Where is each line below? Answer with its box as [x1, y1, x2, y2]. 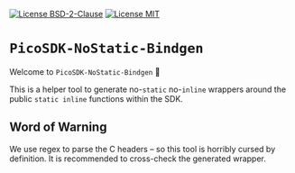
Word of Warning [9, 120, 107, 135]
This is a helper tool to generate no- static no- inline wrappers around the [9, 84, 287, 95]
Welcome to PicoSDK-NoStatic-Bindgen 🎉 [9, 66, 161, 77]
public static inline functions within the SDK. [9, 93, 183, 104]
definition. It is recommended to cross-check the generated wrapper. [9, 153, 266, 164]
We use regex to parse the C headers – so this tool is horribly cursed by [9, 143, 276, 154]
